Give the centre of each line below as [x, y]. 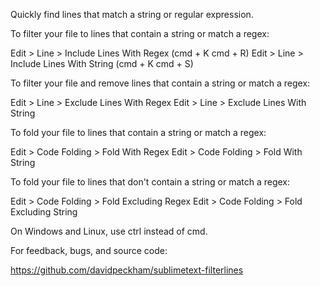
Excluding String [44, 212]
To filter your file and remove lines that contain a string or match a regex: [160, 83]
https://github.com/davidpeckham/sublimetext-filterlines [127, 270]
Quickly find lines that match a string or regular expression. [132, 14]
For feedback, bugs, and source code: [89, 250]
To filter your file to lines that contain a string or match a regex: [140, 33]
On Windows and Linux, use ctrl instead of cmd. [109, 231]
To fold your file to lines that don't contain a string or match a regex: [150, 182]
